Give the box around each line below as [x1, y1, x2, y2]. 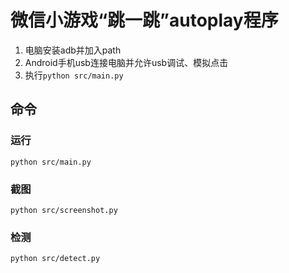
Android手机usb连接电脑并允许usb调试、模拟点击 [24, 56, 229, 68]
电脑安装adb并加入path [24, 44, 122, 56]
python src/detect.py [10, 254, 101, 264]
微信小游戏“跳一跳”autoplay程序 [10, 9, 279, 32]
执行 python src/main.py [24, 69, 124, 81]
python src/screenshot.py [10, 205, 118, 215]
